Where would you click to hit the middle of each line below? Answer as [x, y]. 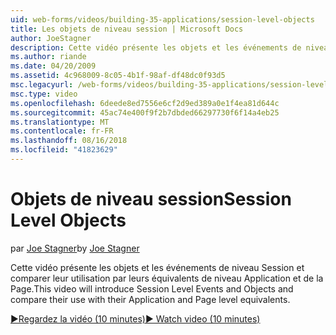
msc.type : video [44, 94]
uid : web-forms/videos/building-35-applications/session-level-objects [162, 19]
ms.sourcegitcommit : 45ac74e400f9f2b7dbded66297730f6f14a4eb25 [145, 112]
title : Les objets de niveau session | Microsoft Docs [127, 29]
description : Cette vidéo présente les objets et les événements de [156, 47]
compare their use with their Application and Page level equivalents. [150, 299]
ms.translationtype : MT [60, 122]
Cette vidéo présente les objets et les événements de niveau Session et [157, 267]
